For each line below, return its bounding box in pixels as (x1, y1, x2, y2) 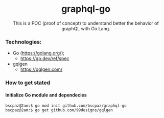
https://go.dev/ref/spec (20, 55, 69, 62)
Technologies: (5, 38, 42, 45)
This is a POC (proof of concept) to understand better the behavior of (12, 20, 159, 26)
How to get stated (5, 79, 51, 86)
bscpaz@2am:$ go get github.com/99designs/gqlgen (5, 108, 113, 113)
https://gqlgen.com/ (20, 66, 63, 72)
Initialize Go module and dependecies (5, 92, 87, 98)
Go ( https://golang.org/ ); (12, 50, 65, 56)
